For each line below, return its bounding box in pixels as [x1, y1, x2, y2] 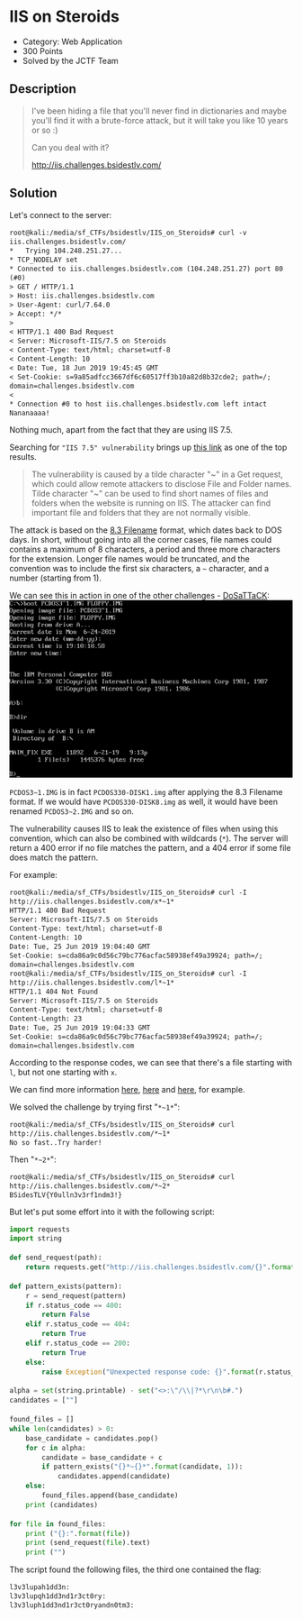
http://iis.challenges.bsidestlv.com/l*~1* [9, 978, 175, 987]
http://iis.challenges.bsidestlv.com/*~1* [9, 1129, 171, 1138]
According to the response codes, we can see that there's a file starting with [9, 1056, 293, 1067]
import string [9, 1234, 63, 1243]
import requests [9, 1224, 70, 1234]
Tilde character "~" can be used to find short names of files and [31, 488, 269, 499]
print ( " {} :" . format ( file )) [25, 1529, 130, 1538]
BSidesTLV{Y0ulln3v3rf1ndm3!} [9, 1190, 123, 1200]
